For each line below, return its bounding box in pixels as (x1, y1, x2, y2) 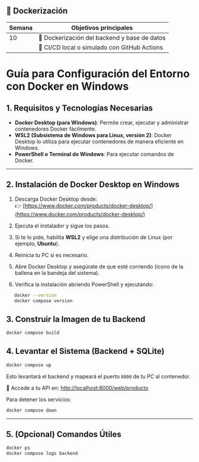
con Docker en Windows (6, 80, 129, 93)
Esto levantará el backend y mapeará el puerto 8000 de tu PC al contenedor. (6, 372, 191, 380)
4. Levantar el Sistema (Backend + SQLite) (6, 346, 165, 356)
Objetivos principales (70, 23, 133, 31)
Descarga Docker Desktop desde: (14, 195, 98, 202)
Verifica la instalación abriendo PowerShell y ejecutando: (14, 280, 154, 288)
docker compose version (14, 298, 73, 303)
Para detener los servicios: (6, 395, 72, 403)
